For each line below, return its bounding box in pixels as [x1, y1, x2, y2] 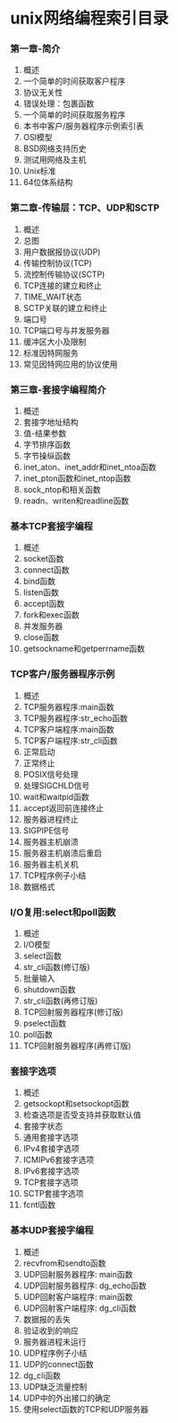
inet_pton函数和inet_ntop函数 [22, 473, 131, 484]
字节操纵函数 [22, 450, 71, 461]
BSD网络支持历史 [22, 143, 88, 154]
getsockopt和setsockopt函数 [22, 1098, 130, 1109]
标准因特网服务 [22, 347, 79, 358]
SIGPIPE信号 [22, 824, 70, 836]
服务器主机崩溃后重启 [22, 847, 102, 858]
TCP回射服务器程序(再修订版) [22, 1040, 131, 1051]
